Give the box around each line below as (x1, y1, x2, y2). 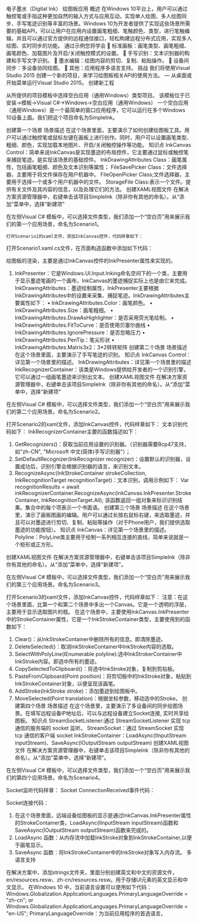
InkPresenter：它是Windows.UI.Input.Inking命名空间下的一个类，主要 (14, 270, 183, 276)
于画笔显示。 (14, 841, 46, 848)
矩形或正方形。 (19, 541, 57, 548)
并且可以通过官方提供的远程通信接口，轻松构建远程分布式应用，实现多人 (16, 35, 192, 41)
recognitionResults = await (14, 483, 80, 490)
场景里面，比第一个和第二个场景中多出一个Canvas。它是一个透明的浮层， (11, 601, 190, 608)
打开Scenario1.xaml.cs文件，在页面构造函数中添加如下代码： (6, 245, 153, 252)
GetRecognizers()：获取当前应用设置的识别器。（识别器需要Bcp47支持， (14, 440, 190, 448)
